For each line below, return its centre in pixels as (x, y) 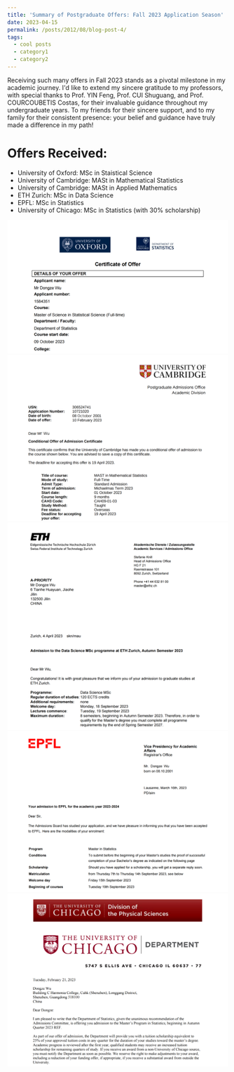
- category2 (31, 60)
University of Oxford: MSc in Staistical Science (85, 173)
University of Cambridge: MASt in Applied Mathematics (97, 188)
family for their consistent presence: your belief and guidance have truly (111, 117)
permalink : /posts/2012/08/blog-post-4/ (67, 30)
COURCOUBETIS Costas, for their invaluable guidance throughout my (108, 103)
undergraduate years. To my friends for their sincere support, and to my (111, 110)
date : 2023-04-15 (33, 22)
